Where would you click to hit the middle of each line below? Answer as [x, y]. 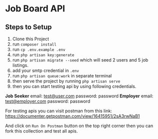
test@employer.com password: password [48, 101]
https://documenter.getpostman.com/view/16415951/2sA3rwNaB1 [73, 116]
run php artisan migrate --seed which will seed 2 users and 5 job [80, 60]
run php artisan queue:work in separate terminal [62, 76]
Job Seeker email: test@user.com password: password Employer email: [79, 96]
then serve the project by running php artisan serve [66, 81]
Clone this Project [31, 39]
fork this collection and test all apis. [42, 131]
